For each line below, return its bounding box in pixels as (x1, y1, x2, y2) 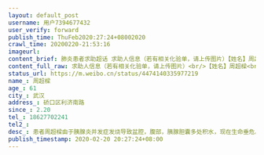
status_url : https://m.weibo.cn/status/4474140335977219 (8, 70, 199, 77)
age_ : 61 (8, 84, 37, 92)
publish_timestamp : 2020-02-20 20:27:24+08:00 (8, 135, 163, 143)
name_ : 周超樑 (8, 77, 51, 85)
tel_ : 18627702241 (8, 114, 68, 121)
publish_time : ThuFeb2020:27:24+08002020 (8, 33, 146, 41)
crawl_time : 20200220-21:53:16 (8, 41, 111, 49)
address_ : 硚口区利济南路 (8, 99, 85, 106)
